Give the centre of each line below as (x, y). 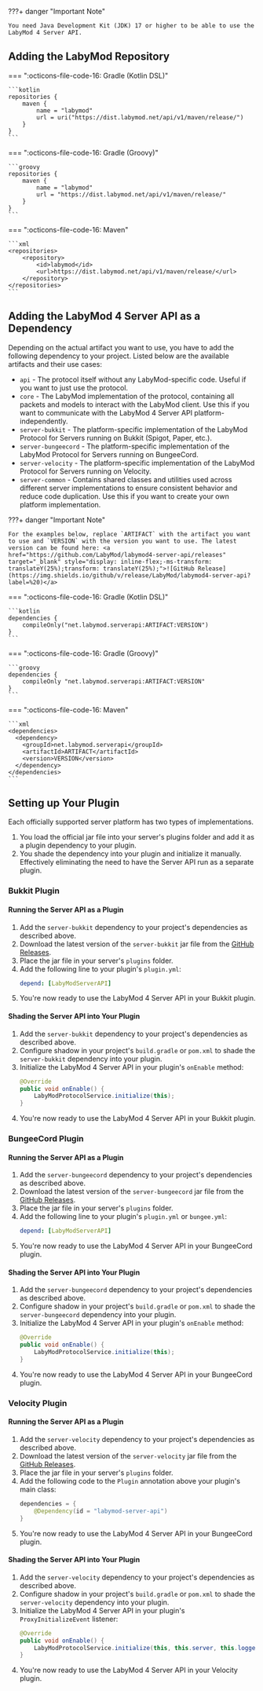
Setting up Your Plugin (64, 803)
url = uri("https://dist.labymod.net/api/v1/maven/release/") (140, 117)
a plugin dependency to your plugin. (78, 845)
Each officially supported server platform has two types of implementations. (131, 822)
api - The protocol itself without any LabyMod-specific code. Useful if (133, 379)
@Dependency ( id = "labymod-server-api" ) (101, 1511)
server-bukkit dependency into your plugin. (91, 1059)
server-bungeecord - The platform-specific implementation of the (124, 446)
